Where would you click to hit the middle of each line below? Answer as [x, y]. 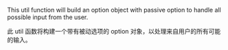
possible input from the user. [48, 17]
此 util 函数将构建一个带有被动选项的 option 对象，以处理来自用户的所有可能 [114, 31]
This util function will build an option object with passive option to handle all [114, 10]
